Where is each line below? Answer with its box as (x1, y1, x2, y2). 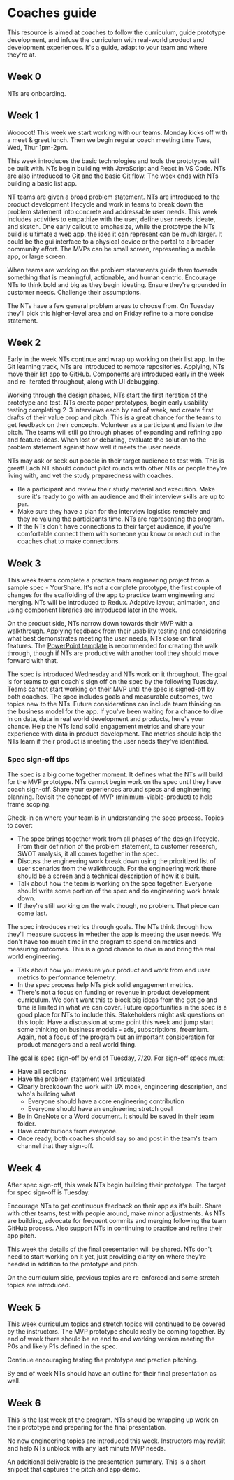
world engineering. (7, 952, 61, 961)
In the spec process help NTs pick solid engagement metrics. (17, 981, 194, 989)
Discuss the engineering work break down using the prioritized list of (17, 857, 217, 865)
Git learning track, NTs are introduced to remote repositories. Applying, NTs (7, 363, 225, 371)
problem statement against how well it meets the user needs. (7, 443, 183, 452)
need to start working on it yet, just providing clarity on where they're (7, 1252, 207, 1261)
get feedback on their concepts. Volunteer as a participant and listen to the (7, 421, 223, 429)
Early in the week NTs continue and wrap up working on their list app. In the (7, 355, 226, 363)
